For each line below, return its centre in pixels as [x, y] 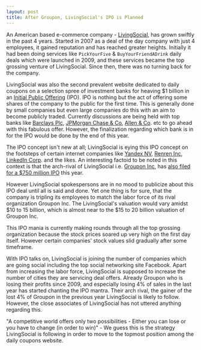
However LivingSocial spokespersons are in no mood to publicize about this [100, 184]
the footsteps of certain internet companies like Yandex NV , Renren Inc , [94, 153]
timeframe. [20, 247]
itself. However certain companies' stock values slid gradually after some [97, 240]
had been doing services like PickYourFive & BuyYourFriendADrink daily [94, 53]
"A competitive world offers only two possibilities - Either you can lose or [96, 321]
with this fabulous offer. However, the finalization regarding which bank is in [100, 129]
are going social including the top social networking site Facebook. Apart [97, 265]
